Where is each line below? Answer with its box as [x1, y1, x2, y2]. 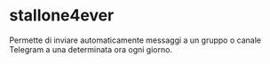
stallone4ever [9, 5, 115, 26]
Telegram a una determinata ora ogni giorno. [9, 44, 173, 54]
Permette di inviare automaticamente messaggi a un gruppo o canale [9, 35, 262, 45]
